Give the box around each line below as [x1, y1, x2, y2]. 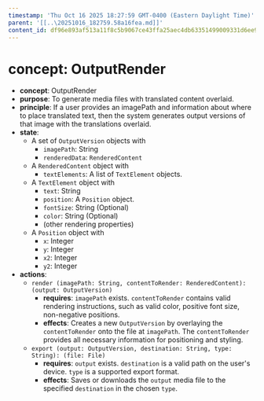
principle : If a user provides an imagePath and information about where [19, 103, 251, 112]
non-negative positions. [42, 310, 120, 319]
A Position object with [31, 228, 104, 237]
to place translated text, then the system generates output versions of [19, 111, 246, 120]
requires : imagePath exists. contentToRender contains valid [42, 293, 231, 303]
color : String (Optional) [42, 212, 119, 221]
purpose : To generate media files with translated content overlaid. [19, 94, 234, 104]
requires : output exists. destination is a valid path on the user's [42, 359, 251, 368]
